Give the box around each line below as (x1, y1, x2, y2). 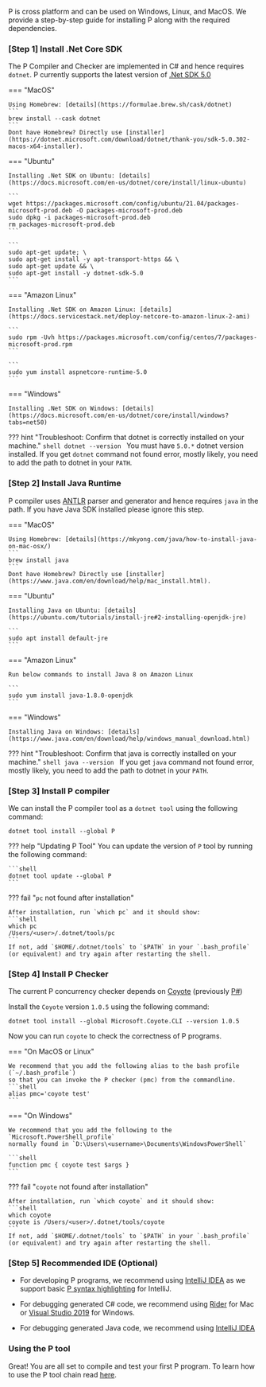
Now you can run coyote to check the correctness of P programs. (8, 1031, 222, 1041)
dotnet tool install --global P (8, 827, 115, 835)
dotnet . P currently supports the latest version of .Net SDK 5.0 (8, 70, 212, 80)
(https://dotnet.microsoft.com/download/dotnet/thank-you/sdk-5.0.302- (8, 135, 250, 144)
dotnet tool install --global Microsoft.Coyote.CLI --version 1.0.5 (8, 1018, 240, 1026)
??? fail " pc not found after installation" (8, 893, 134, 902)
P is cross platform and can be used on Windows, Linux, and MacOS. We (8, 7, 247, 16)
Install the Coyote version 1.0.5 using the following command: (8, 1002, 210, 1011)
